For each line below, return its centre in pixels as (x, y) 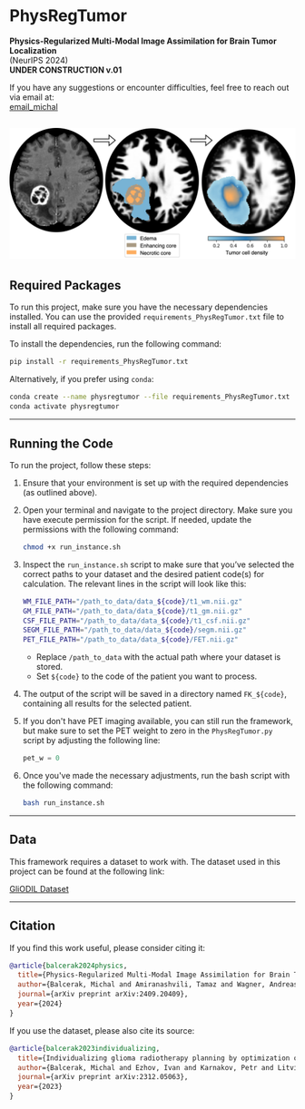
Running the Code (61, 443)
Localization (33, 50)
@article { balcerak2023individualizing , (85, 1048)
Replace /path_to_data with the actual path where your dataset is (158, 657)
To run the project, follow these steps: (80, 465)
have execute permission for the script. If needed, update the (137, 519)
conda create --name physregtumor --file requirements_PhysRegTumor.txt (150, 397)
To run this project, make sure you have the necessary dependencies (139, 307)
